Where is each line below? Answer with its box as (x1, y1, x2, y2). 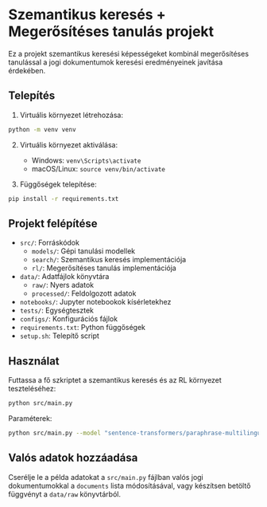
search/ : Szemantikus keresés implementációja (31, 255, 187, 265)
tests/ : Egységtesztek (19, 305, 94, 316)
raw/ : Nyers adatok (31, 281, 94, 290)
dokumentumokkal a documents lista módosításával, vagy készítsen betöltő (8, 481, 251, 490)
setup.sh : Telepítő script (19, 331, 99, 340)
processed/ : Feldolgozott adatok (31, 289, 137, 298)
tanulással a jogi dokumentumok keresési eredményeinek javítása (8, 57, 223, 67)
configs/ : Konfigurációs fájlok (19, 314, 118, 324)
